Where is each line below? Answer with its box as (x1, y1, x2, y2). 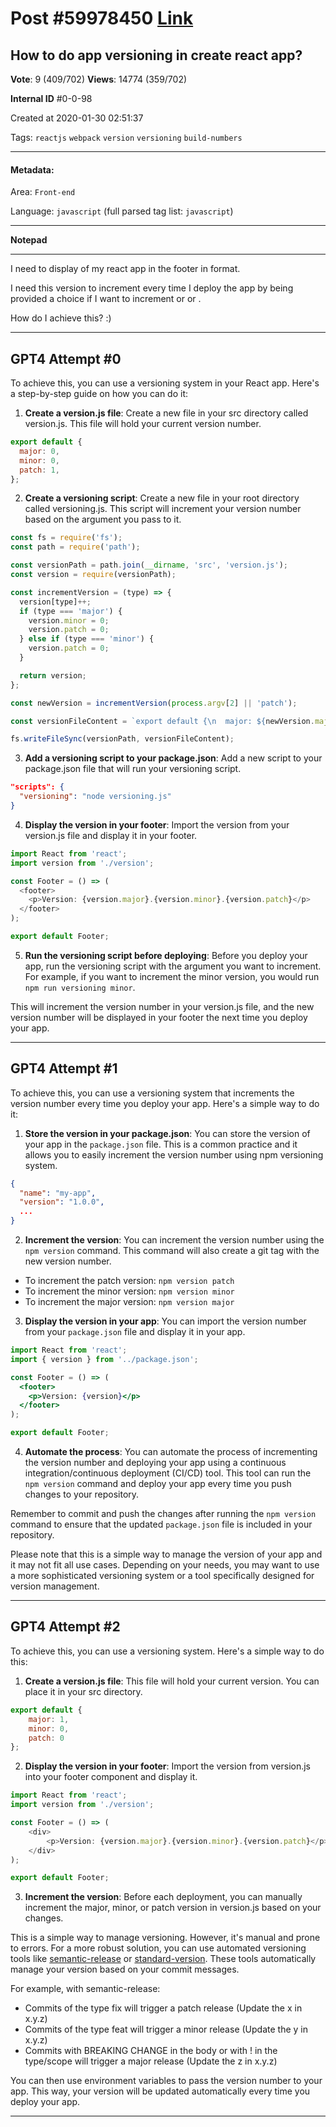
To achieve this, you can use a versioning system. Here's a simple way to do (10, 1645, 325, 1657)
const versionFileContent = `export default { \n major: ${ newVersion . (10, 716, 315, 726)
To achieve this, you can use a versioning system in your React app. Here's (10, 377, 320, 389)
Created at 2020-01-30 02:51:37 (10, 112, 144, 124)
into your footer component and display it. (24, 1771, 198, 1783)
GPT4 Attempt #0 (10, 350, 122, 367)
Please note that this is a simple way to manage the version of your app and (10, 1548, 323, 1561)
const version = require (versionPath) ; (10, 570, 177, 580)
